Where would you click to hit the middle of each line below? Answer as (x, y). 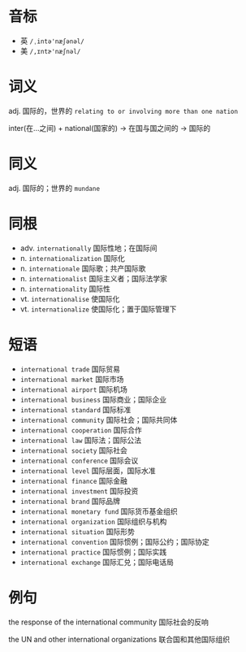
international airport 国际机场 (74, 389)
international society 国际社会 (74, 450)
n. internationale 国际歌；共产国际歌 (83, 268)
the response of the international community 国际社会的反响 (108, 622)
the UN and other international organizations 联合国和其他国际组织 (119, 639)
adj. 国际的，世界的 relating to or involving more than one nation (123, 111)
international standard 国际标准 (76, 409)
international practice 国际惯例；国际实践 (93, 552)
